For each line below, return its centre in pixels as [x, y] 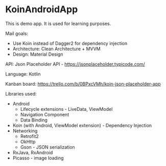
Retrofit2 [30, 136]
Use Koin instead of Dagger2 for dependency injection [70, 43]
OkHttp [28, 141]
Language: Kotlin [23, 74]
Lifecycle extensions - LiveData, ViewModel [66, 109]
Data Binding [34, 120]
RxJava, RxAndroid [33, 152]
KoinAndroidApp [42, 9]
